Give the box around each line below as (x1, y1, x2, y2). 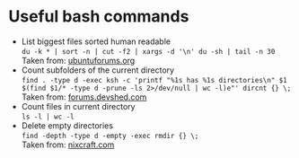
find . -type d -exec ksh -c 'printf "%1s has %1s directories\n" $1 (21, 75, 288, 84)
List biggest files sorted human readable (21, 36, 171, 47)
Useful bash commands (8, 6, 189, 27)
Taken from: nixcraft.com (21, 139, 115, 150)
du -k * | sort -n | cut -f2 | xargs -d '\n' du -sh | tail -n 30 (21, 47, 276, 56)
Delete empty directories (21, 119, 114, 131)
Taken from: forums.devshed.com (21, 92, 147, 102)
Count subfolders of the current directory (21, 65, 175, 75)
